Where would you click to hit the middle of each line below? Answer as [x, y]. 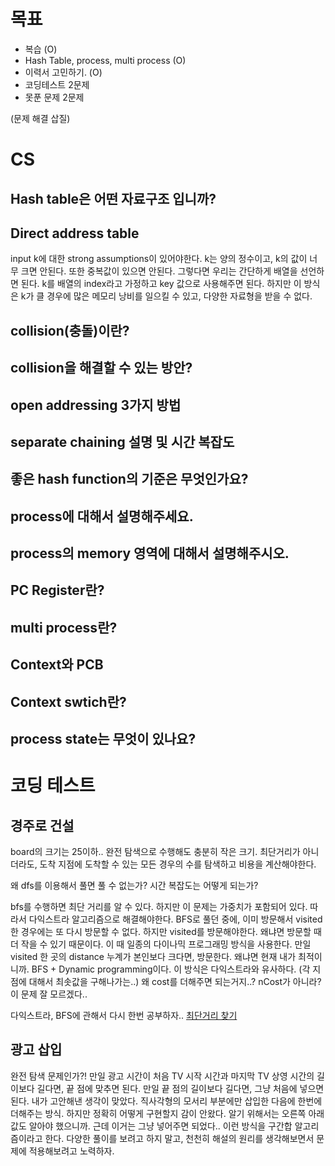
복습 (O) [41, 49]
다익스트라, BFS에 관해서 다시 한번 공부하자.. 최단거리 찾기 [124, 1016]
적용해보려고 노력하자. [71, 1151]
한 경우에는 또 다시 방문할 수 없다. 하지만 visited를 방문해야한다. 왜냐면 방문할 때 [166, 932]
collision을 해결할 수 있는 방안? [101, 368]
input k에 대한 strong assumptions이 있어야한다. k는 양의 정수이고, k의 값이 [159, 259]
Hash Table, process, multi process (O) [105, 60]
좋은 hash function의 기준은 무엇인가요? [129, 479]
